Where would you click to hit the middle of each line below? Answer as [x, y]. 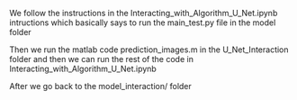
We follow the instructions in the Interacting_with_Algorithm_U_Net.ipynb [144, 13]
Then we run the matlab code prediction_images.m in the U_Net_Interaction [149, 50]
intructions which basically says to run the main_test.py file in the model [143, 23]
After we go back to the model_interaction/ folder [100, 86]
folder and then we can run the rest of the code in [101, 59]
